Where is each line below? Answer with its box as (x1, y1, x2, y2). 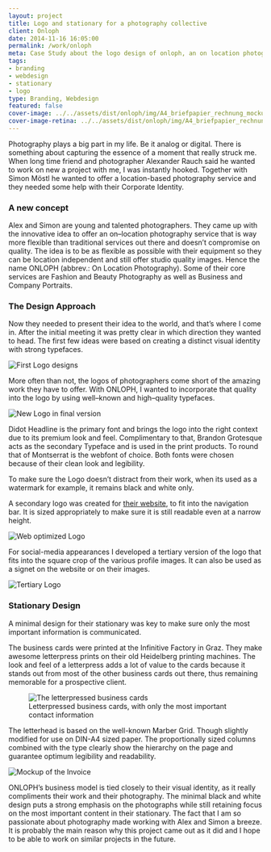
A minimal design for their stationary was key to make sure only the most (8, 619, 250, 628)
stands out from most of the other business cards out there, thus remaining (8, 668, 258, 678)
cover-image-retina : (8, 117, 78, 125)
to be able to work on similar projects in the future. (8, 833, 176, 844)
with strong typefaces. (8, 345, 83, 355)
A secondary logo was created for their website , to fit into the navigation (8, 498, 249, 509)
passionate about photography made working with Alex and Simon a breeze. (8, 816, 262, 826)
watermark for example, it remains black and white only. (8, 483, 195, 493)
